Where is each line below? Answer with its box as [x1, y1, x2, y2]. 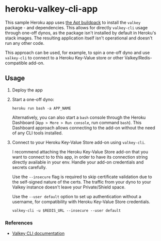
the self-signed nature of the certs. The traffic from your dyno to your [12, 179, 151, 185]
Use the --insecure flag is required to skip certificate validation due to [12, 174, 152, 180]
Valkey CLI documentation [12, 230, 64, 237]
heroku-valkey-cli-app [5, 3, 98, 15]
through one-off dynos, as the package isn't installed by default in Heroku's [5, 30, 157, 36]
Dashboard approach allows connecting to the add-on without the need [12, 125, 155, 130]
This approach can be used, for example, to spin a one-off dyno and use [5, 50, 150, 56]
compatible [5, 60, 28, 66]
